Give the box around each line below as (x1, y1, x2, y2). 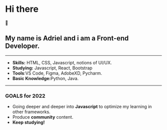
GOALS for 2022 (5, 92, 46, 99)
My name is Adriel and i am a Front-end (5, 34, 129, 43)
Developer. (5, 42, 40, 50)
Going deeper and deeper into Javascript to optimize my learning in (12, 104, 152, 110)
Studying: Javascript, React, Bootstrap (12, 65, 93, 71)
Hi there (5, 3, 39, 15)
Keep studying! (12, 120, 45, 126)
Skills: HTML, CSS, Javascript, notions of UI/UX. (12, 59, 112, 65)
